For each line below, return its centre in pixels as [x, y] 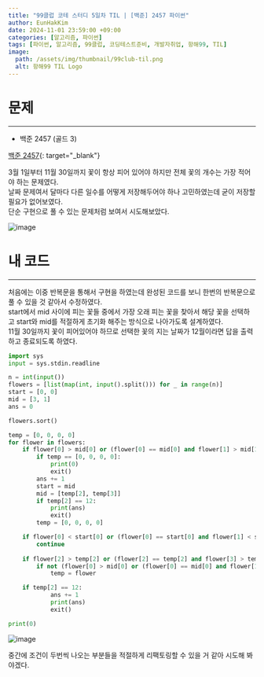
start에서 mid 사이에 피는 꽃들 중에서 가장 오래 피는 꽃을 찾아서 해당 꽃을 [119, 311]
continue [51, 544]
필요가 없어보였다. [36, 201]
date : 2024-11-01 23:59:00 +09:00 [65, 30]
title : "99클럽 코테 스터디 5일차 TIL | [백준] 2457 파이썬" [99, 15]
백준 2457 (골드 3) [48, 138]
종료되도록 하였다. [50, 341]
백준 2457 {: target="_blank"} [54, 155]
